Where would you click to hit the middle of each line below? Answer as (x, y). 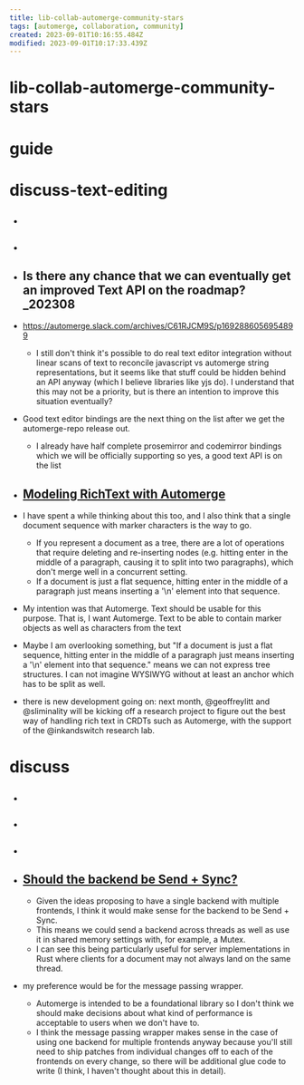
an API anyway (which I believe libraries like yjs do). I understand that (165, 383)
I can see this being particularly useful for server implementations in (163, 949)
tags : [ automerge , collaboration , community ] (96, 26)
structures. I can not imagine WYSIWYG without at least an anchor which (158, 674)
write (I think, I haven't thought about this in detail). (131, 1071)
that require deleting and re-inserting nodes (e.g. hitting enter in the (162, 553)
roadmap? (216, 290)
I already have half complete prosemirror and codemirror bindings (159, 446)
